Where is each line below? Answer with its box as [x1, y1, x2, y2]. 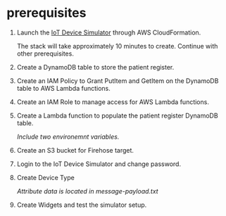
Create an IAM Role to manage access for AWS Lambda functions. [16, 97, 209, 106]
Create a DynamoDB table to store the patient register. [16, 63, 175, 71]
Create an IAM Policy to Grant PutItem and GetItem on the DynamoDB [16, 76, 219, 85]
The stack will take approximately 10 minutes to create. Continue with [16, 42, 218, 50]
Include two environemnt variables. [16, 132, 120, 141]
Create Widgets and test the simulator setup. [16, 201, 147, 209]
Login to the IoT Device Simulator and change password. [16, 160, 181, 168]
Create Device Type [16, 173, 75, 182]
